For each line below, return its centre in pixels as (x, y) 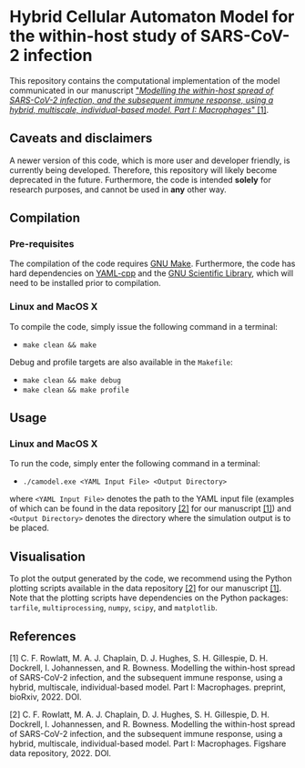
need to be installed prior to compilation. (85, 283)
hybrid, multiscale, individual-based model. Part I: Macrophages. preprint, (148, 687)
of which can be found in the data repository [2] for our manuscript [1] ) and (151, 508)
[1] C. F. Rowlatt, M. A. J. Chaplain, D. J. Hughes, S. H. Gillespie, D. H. (139, 659)
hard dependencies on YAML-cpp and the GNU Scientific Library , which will (152, 273)
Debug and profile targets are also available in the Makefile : (122, 362)
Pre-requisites (42, 244)
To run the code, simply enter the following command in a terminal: (135, 464)
